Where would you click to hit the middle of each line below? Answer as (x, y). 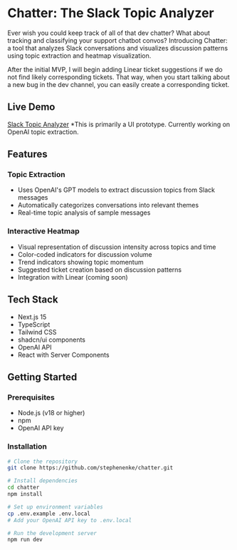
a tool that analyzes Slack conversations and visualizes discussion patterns (118, 48)
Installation (27, 447)
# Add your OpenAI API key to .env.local (70, 520)
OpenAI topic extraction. (43, 132)
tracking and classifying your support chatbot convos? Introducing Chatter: (117, 40)
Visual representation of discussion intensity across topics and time (117, 247)
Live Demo (31, 107)
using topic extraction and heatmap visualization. (79, 56)
